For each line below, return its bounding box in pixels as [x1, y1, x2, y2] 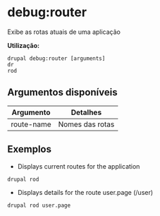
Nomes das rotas [58, 119, 115, 129]
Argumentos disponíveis [7, 86, 118, 99]
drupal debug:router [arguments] [7, 54, 106, 62]
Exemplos [7, 143, 51, 155]
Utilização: [7, 41, 40, 49]
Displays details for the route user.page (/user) [17, 188, 154, 196]
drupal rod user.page [7, 202, 71, 209]
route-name [11, 119, 51, 129]
